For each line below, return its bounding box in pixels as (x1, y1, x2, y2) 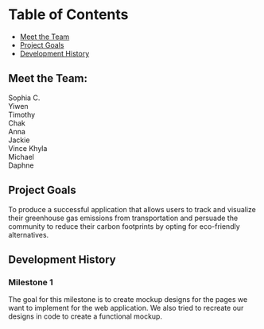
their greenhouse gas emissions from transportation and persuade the (8, 213, 239, 223)
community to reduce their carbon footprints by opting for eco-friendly (8, 221, 240, 231)
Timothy (8, 110, 36, 119)
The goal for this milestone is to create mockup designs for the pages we (8, 295, 248, 304)
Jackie (8, 135, 30, 145)
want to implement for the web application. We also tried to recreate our (8, 304, 244, 313)
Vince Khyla (8, 143, 48, 153)
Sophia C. (8, 93, 41, 103)
